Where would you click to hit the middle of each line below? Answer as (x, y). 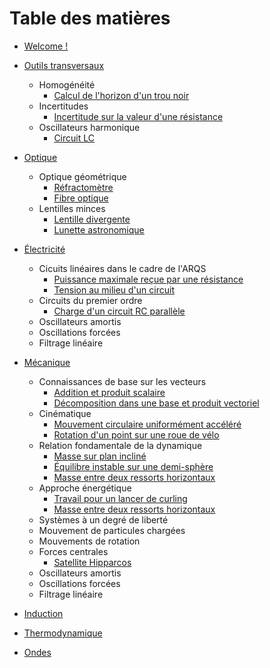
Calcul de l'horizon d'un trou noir (121, 95)
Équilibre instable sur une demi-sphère (133, 466)
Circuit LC (74, 138)
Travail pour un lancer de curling (120, 498)
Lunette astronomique (99, 229)
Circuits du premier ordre (90, 300)
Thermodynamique (63, 633)
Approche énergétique (85, 488)
